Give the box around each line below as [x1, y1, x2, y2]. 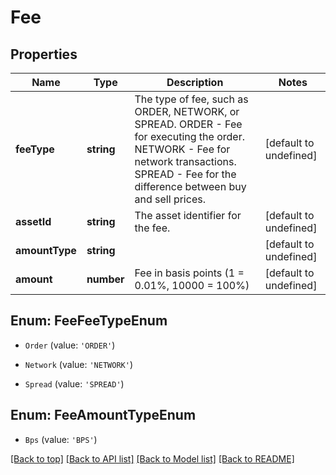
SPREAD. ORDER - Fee [134, 117, 243, 131]
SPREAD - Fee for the [134, 167, 237, 181]
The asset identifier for [134, 209, 242, 222]
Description [166, 76, 224, 89]
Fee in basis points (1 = [134, 266, 245, 280]
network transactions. [134, 155, 237, 168]
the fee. [134, 221, 171, 235]
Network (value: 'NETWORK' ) [24, 358, 133, 370]
